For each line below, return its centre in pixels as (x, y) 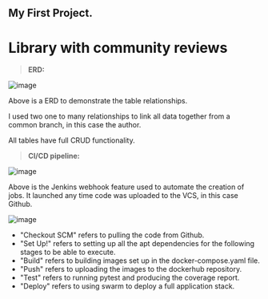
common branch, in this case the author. (75, 125)
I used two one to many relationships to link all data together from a (119, 116)
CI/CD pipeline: (54, 156)
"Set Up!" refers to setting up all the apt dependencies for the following (137, 244)
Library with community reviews (118, 48)
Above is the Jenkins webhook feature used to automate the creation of (126, 187)
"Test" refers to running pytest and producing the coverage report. (130, 278)
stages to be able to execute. (68, 253)
